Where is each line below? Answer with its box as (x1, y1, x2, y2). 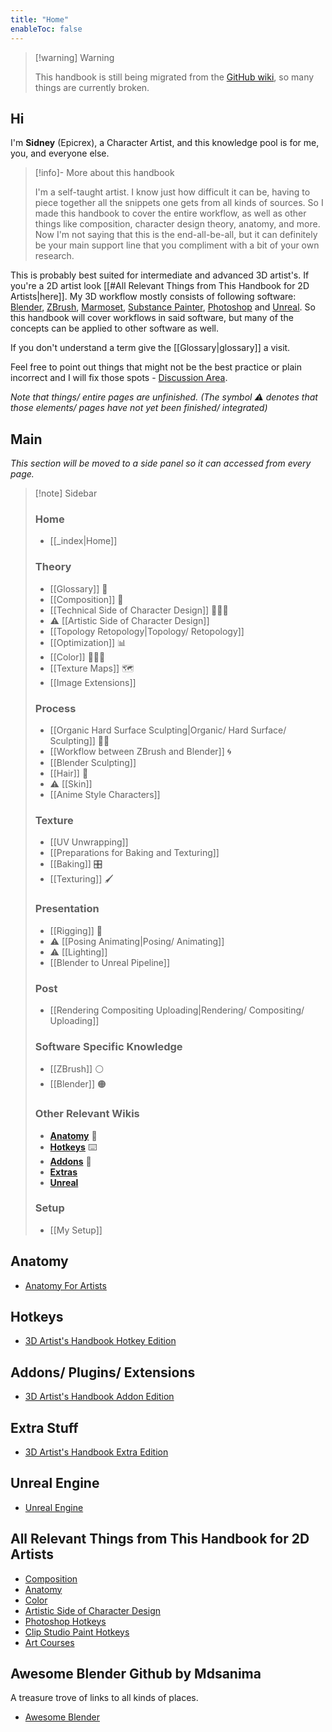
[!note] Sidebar (34, 487, 98, 500)
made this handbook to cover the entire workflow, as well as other (34, 207, 307, 220)
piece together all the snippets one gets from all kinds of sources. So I (34, 197, 324, 209)
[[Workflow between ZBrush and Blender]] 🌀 (49, 746, 232, 758)
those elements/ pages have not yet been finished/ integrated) (10, 402, 268, 414)
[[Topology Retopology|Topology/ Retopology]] (49, 625, 245, 637)
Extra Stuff (10, 1419, 79, 1436)
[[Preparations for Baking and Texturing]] (49, 847, 220, 859)
